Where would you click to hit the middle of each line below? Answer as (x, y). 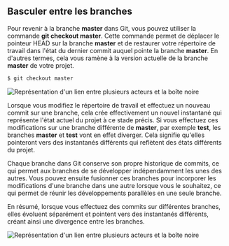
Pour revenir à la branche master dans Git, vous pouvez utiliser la (102, 28)
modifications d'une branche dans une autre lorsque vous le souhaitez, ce (114, 185)
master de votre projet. (41, 65)
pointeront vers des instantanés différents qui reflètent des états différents (114, 142)
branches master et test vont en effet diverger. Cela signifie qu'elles (106, 135)
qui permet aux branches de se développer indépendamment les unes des (114, 171)
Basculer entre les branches (70, 12)
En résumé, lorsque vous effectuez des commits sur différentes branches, (114, 206)
